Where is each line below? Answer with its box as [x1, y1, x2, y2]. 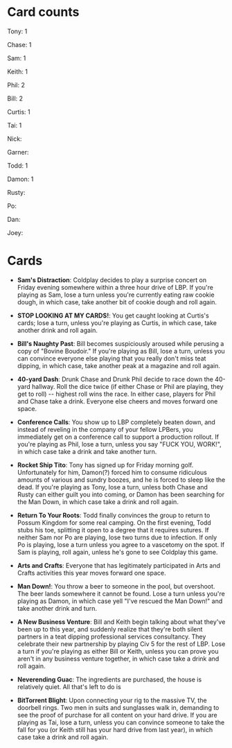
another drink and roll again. [17, 326, 98, 334]
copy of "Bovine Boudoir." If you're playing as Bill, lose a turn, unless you [17, 347, 225, 355]
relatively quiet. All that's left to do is [17, 682, 121, 690]
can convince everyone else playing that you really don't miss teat [17, 354, 206, 363]
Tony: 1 [7, 27, 28, 35]
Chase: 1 [7, 40, 32, 49]
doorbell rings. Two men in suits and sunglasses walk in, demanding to [17, 703, 220, 711]
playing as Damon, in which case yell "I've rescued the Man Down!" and [17, 597, 223, 605]
